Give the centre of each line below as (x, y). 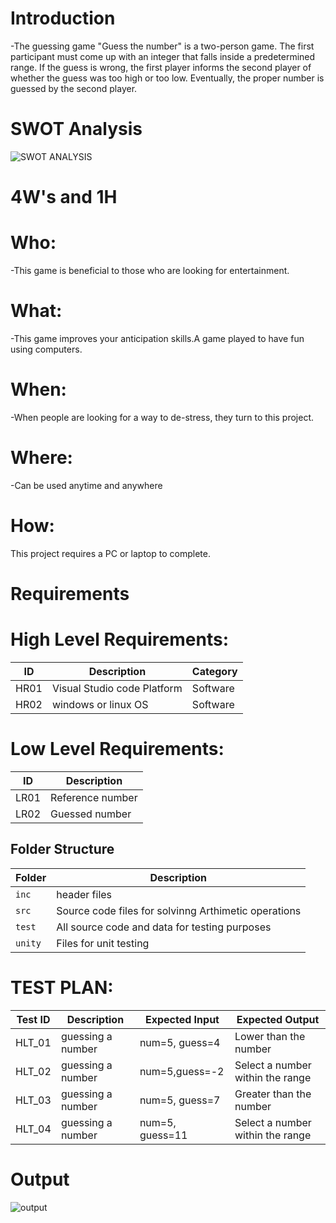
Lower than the (270, 1036)
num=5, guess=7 (180, 1100)
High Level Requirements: (119, 639)
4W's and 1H (64, 197)
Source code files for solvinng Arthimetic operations (179, 910)
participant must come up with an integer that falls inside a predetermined (163, 56)
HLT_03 (33, 1100)
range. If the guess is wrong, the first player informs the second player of (161, 67)
